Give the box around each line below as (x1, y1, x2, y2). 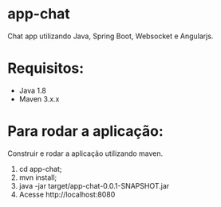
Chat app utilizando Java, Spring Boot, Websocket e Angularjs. (7, 31, 214, 41)
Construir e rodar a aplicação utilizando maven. (7, 149, 164, 158)
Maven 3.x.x (18, 94, 60, 104)
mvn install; (18, 173, 57, 182)
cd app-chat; (18, 164, 62, 173)
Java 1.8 (18, 86, 47, 95)
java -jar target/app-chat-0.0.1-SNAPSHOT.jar (18, 181, 170, 190)
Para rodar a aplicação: (7, 122, 164, 141)
